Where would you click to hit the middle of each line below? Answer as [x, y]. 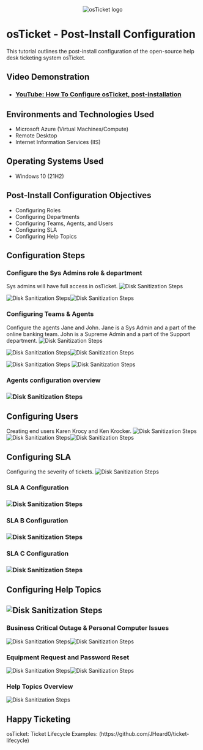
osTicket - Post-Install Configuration [101, 34]
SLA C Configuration [38, 553]
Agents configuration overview [54, 380]
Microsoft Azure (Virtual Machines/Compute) [72, 129]
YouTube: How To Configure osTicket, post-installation [98, 94]
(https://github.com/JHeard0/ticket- [144, 734]
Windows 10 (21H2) [39, 176]
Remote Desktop [36, 136]
